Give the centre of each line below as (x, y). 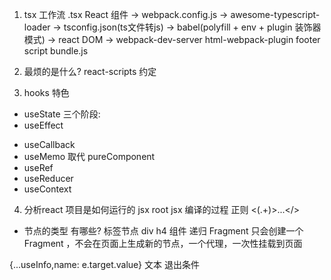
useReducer (48, 178)
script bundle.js (56, 51)
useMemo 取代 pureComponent (89, 156)
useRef (38, 167)
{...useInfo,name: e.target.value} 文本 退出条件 (104, 264)
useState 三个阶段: (62, 114)
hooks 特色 (46, 92)
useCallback (49, 144)
